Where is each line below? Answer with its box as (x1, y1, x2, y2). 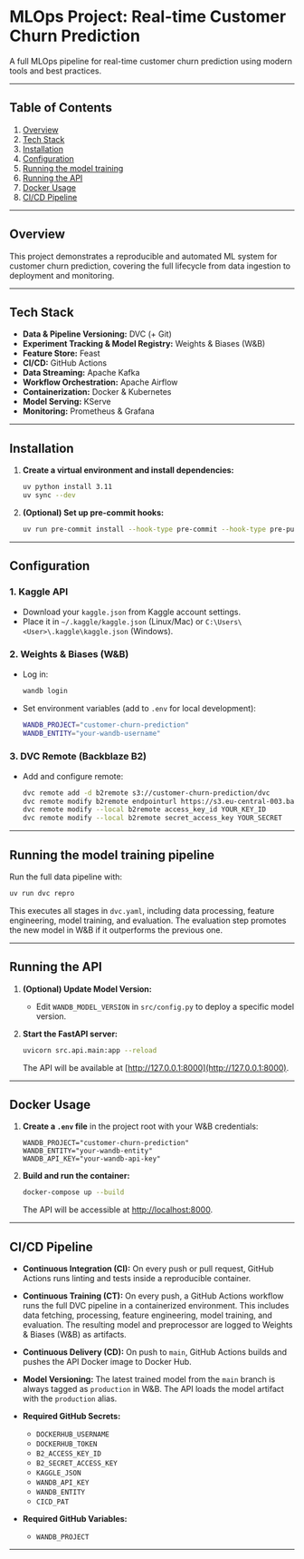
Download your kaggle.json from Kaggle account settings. (22, 606, 242, 617)
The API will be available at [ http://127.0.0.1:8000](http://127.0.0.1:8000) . (22, 1062, 290, 1073)
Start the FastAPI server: (22, 1028, 119, 1039)
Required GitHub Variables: (22, 1514, 128, 1525)
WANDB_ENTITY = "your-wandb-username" (22, 729, 161, 738)
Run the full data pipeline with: (9, 871, 123, 882)
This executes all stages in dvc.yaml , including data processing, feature (9, 905, 275, 916)
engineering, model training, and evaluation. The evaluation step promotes (9, 915, 287, 926)
